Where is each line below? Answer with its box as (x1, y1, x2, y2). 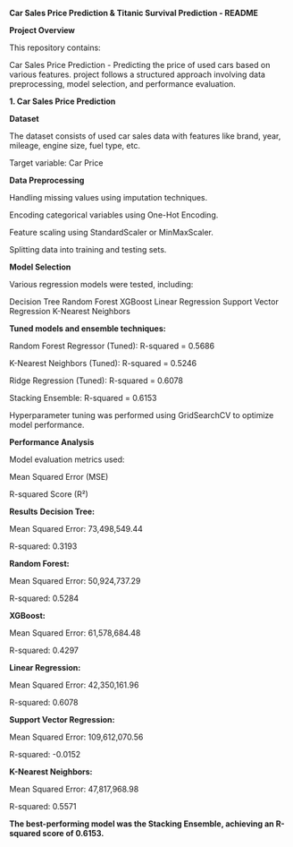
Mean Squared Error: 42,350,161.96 (9, 680, 139, 690)
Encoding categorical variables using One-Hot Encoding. (9, 210, 219, 220)
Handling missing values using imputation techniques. (9, 192, 208, 202)
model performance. (9, 420, 85, 430)
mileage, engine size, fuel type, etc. (9, 141, 141, 150)
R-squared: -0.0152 (9, 749, 81, 759)
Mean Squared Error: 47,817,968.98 (9, 783, 139, 794)
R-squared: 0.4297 (9, 645, 79, 655)
